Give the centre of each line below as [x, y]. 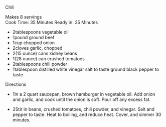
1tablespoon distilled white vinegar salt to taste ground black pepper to [86, 69]
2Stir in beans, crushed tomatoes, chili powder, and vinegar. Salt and [83, 109]
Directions [16, 84]
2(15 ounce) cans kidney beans [45, 53]
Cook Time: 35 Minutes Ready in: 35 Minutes [52, 22]
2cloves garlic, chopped [37, 48]
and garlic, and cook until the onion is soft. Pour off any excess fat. [81, 99]
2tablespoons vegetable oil [40, 32]
